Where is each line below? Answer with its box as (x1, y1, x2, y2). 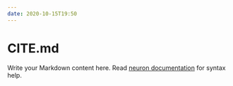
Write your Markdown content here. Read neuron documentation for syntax (7, 64, 226, 72)
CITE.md (7, 40, 59, 56)
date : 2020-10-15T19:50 (7, 10, 78, 17)
